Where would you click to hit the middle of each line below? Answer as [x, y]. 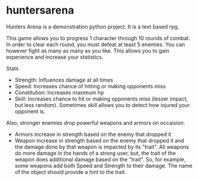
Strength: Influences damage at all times [64, 80]
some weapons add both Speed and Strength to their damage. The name [103, 166]
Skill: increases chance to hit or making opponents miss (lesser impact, [101, 99]
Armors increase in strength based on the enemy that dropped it [93, 134]
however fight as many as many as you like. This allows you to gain [88, 50]
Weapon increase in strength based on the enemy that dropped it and [99, 140]
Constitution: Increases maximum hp [59, 92]
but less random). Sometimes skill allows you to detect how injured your [102, 105]
